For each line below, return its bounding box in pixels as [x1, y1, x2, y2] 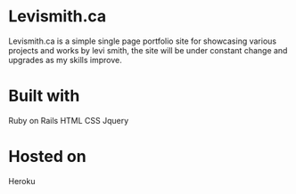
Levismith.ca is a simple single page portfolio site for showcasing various [8, 36, 277, 46]
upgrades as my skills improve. [8, 54, 122, 65]
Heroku [8, 175, 36, 186]
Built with [8, 86, 80, 106]
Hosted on [8, 147, 86, 166]
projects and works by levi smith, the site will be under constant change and [8, 44, 288, 55]
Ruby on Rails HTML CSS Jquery [8, 115, 129, 125]
